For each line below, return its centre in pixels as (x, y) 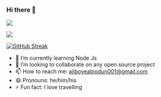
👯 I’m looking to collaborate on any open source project (85, 64)
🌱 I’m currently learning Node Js (56, 58)
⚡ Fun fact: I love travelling (49, 87)
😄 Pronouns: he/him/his (46, 80)
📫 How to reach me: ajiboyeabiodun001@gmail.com (81, 72)
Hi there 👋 (21, 10)
